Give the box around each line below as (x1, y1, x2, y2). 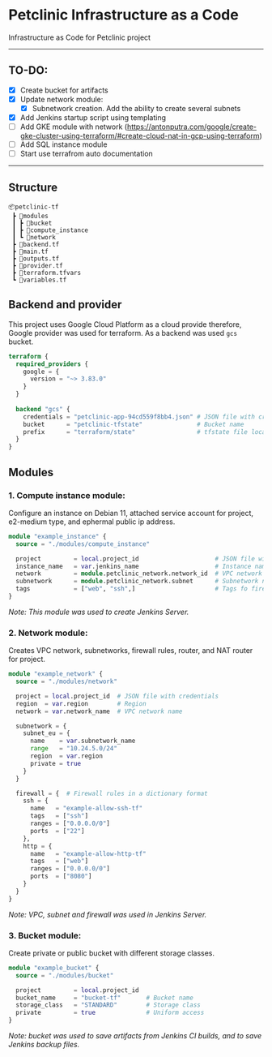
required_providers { (15, 359, 89, 368)
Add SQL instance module (19, 140, 108, 149)
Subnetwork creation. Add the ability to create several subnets (32, 103, 241, 113)
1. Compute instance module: (8, 489, 125, 501)
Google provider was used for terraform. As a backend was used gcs (8, 328, 237, 337)
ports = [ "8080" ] (29, 872, 92, 881)
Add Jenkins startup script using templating (19, 112, 167, 122)
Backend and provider (8, 298, 122, 312)
